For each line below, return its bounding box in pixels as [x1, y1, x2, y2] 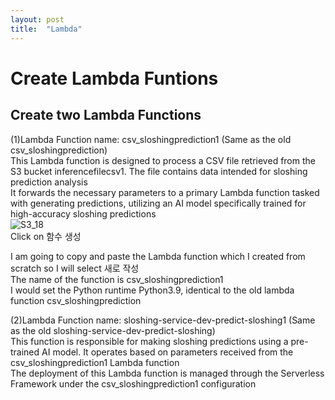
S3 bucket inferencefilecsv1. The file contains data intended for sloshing [10, 165, 308, 177]
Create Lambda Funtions [10, 67, 219, 90]
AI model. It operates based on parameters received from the [41, 346, 294, 358]
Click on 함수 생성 [10, 230, 82, 242]
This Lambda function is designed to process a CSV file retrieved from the [10, 154, 316, 166]
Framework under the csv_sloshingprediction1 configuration [10, 377, 257, 390]
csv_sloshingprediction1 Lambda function [10, 356, 180, 368]
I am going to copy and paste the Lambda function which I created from [10, 250, 306, 262]
